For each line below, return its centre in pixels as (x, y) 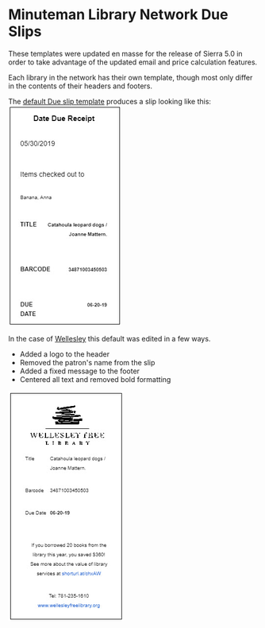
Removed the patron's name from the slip (87, 362)
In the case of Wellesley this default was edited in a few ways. (109, 338)
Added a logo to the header (64, 354)
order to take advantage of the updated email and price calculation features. (133, 62)
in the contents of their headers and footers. (81, 86)
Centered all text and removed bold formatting (95, 379)
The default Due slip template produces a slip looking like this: (110, 101)
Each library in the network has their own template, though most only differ (131, 77)
